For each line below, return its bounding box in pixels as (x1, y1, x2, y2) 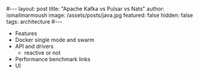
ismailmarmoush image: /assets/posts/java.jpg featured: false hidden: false (6, 12, 194, 19)
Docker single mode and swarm (15, 36, 95, 43)
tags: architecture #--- (6, 18, 62, 25)
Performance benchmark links (15, 56, 91, 62)
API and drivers (15, 42, 54, 50)
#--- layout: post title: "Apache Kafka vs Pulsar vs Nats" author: (6, 5, 165, 12)
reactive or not (24, 49, 61, 56)
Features (15, 30, 38, 37)
